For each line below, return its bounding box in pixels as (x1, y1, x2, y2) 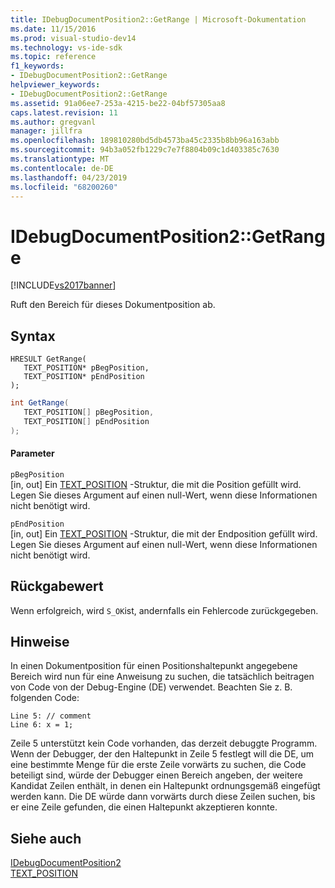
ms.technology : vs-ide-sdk (10, 42, 123, 53)
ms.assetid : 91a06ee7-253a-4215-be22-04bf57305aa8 (10, 98, 226, 108)
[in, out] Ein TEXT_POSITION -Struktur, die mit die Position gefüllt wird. (10, 478, 302, 490)
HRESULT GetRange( (10, 354, 87, 365)
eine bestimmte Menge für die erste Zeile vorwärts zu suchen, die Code (10, 759, 307, 771)
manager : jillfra (10, 126, 83, 136)
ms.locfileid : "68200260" (10, 182, 118, 192)
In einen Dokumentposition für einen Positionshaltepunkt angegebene (10, 660, 298, 672)
